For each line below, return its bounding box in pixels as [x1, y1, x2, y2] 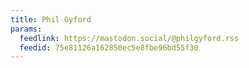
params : [10, 24, 43, 34]
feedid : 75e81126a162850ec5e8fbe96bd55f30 [19, 42, 199, 53]
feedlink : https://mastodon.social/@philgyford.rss [19, 33, 240, 43]
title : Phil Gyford [10, 14, 92, 25]
